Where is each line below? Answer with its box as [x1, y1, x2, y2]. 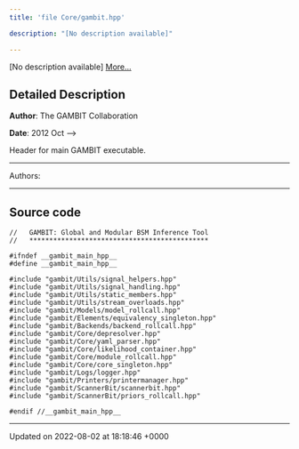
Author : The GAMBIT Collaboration [9, 110, 139, 121]
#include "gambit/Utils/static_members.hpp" [9, 291, 177, 300]
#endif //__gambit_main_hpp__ [9, 407, 122, 416]
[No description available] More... [9, 61, 132, 72]
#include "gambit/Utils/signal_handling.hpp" [9, 283, 181, 292]
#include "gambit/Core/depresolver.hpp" [9, 330, 162, 339]
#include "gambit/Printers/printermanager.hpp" [9, 376, 190, 385]
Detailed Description [9, 86, 126, 102]
